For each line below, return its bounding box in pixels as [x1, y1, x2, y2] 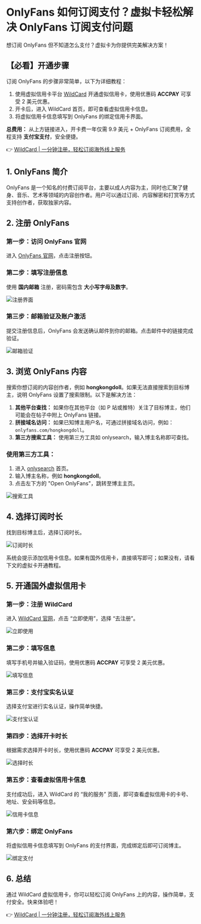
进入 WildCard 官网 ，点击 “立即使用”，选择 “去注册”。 [6, 615, 139, 622]
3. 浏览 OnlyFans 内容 [6, 366, 87, 377]
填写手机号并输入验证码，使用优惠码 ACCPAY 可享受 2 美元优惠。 [6, 659, 169, 666]
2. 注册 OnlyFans [6, 218, 70, 228]
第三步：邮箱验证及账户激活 [6, 312, 86, 321]
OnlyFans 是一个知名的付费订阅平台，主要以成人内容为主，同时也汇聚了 [6, 184, 183, 191]
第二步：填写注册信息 [6, 269, 68, 277]
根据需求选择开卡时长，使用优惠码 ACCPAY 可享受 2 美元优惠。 [6, 746, 163, 754]
